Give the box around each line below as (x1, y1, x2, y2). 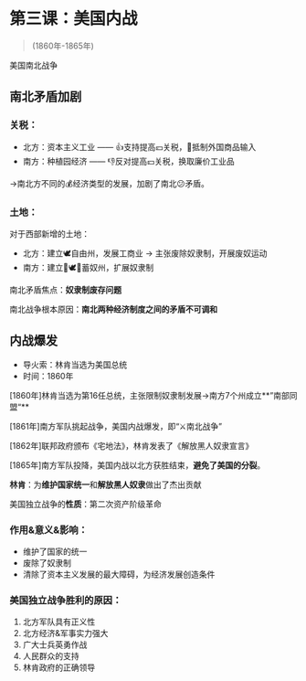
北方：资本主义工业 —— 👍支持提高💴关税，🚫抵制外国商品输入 (22, 141, 257, 152)
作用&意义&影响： (9, 523, 89, 536)
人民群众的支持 (22, 651, 79, 662)
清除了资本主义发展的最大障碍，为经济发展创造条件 (22, 569, 216, 580)
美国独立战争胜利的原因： (9, 593, 122, 606)
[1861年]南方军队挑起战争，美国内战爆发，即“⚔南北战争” (9, 420, 222, 431)
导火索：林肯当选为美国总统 (22, 358, 128, 370)
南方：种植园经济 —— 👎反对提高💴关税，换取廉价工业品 (22, 155, 235, 166)
